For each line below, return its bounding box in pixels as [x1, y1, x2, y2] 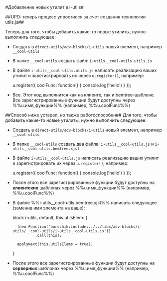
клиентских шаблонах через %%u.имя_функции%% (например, [12, 185, 151, 190]
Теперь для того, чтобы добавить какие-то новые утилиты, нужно [5, 29, 146, 34]
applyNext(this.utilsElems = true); [17, 242, 93, 247]
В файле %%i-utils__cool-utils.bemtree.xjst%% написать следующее [12, 200, 157, 205]
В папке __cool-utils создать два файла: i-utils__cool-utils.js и [12, 141, 154, 147]
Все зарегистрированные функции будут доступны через [12, 97, 136, 103]
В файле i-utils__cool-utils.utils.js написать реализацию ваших [12, 67, 157, 73]
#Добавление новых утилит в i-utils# [5, 4, 84, 10]
